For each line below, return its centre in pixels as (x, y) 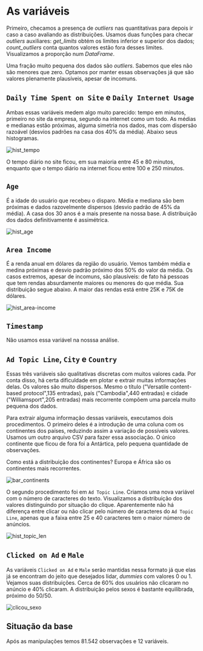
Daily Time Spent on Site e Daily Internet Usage (100, 98)
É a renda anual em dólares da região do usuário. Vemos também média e (98, 264)
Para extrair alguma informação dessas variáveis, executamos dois (90, 418)
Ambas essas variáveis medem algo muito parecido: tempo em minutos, (96, 112)
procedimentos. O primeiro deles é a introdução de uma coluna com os (95, 424)
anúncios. (18, 524)
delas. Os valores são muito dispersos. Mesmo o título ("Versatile (88, 387)
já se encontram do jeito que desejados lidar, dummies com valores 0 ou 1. (99, 576)
